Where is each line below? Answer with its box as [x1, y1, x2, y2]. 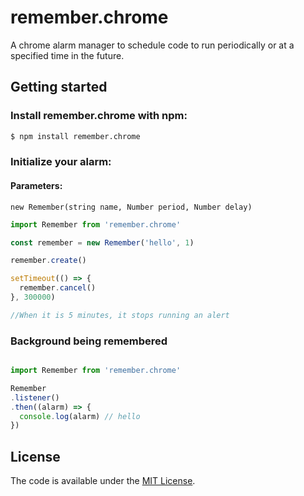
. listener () [10, 392, 60, 403]
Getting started [10, 79, 108, 96]
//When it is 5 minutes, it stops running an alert [10, 310, 230, 320]
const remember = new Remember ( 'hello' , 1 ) [10, 237, 195, 248]
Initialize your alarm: [10, 155, 112, 169]
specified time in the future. [10, 49, 125, 61]
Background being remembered [10, 334, 168, 348]
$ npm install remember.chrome [10, 131, 141, 141]
